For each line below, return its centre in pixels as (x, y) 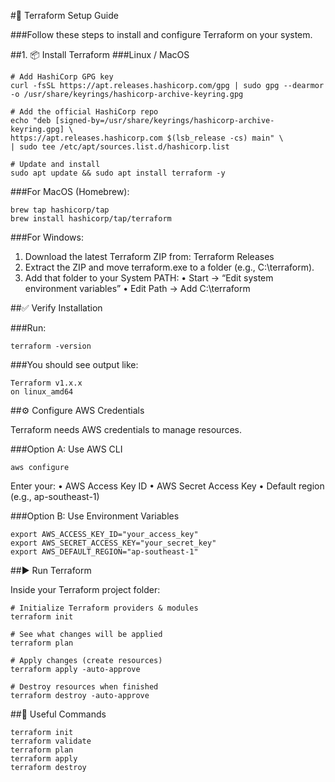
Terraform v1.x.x (46, 383)
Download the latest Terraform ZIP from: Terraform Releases (149, 256)
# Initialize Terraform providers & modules (104, 608)
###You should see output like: (74, 364)
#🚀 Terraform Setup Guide (64, 15)
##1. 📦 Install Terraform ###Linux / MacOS (100, 54)
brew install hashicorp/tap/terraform (91, 219)
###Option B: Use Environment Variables (95, 516)
